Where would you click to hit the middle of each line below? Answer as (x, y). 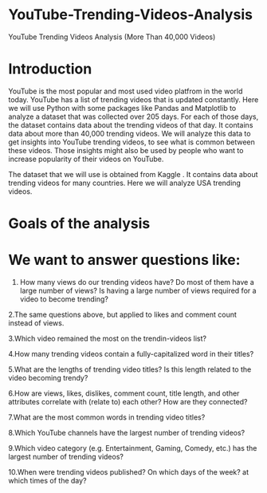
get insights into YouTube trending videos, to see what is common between (132, 142)
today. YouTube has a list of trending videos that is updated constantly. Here (133, 99)
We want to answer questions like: (124, 260)
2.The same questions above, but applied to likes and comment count (123, 314)
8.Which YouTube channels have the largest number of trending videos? (127, 433)
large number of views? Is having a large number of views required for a (138, 290)
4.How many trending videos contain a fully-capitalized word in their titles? (131, 354)
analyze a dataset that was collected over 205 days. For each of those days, (133, 116)
